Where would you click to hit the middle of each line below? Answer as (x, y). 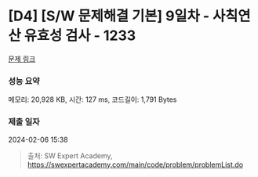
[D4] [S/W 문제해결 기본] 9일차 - (109, 16)
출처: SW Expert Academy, (70, 155)
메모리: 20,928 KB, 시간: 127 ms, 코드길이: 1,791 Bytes (93, 99)
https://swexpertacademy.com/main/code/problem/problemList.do (135, 164)
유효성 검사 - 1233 (80, 36)
